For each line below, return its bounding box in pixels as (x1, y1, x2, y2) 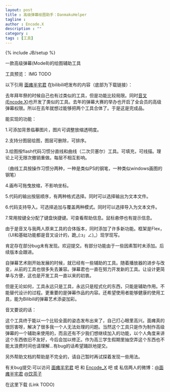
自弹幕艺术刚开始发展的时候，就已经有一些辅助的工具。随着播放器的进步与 (5, 260, 160, 266)
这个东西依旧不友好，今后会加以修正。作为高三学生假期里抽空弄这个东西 (5, 336, 156, 342)
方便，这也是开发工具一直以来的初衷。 (14, 272, 94, 278)
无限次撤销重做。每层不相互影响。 (18, 154, 90, 160)
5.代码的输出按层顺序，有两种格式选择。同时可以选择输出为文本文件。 (5, 193, 151, 199)
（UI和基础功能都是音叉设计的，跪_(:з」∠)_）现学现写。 (5, 232, 123, 238)
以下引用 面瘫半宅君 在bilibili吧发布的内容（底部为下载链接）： (5, 82, 133, 88)
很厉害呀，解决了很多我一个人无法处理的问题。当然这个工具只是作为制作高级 (5, 324, 165, 330)
